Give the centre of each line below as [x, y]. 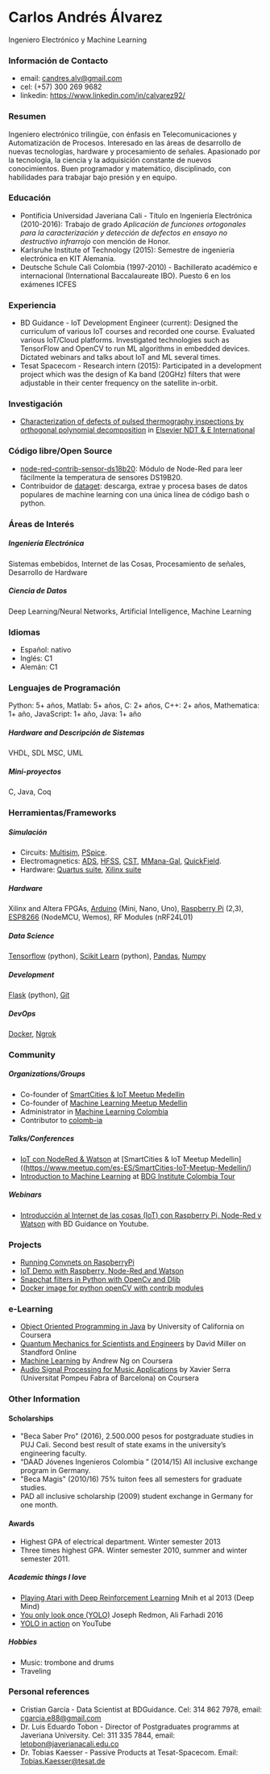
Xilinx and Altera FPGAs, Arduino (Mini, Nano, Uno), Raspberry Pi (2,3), [126, 908]
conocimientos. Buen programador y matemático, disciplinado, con [120, 168]
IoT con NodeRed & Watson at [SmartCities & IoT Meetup [114, 1159]
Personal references [49, 1692]
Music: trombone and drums [67, 1662]
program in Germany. [55, 1471]
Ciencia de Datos [38, 591]
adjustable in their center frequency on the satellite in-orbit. [119, 383]
